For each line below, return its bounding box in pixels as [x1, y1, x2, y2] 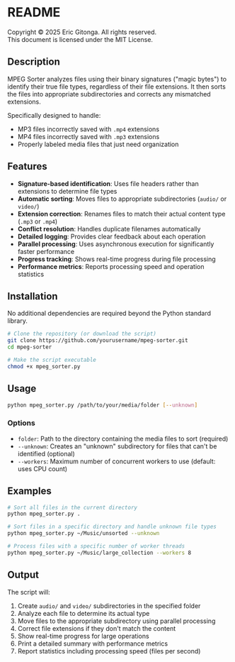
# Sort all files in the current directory [7, 504, 138, 511]
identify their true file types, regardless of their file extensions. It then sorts [7, 82, 227, 91]
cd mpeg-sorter [7, 343, 52, 351]
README [7, 4, 61, 21]
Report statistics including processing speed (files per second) [17, 646, 201, 655]
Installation [7, 290, 58, 302]
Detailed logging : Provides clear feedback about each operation [17, 232, 206, 241]
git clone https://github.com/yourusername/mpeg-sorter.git [7, 337, 189, 344]
